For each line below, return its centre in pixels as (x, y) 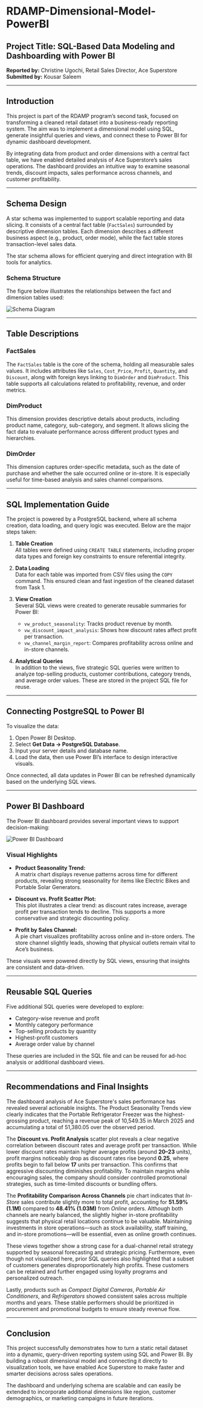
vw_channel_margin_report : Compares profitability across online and (108, 643)
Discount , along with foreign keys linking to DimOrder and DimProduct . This (98, 377)
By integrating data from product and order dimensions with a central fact (98, 153)
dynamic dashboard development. (49, 142)
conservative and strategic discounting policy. (72, 918)
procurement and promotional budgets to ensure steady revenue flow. (93, 1309)
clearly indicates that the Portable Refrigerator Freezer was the (85, 1114)
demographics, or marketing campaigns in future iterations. (80, 1398)
